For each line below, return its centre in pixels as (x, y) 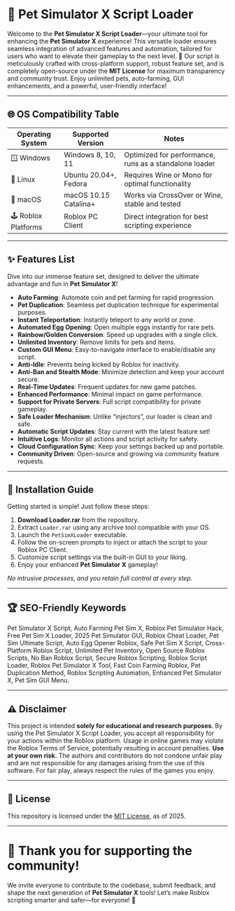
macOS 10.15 (87, 195)
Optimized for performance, (170, 155)
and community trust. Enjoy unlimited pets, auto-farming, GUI (95, 78)
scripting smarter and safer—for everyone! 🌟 (72, 900)
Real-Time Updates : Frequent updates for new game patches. (107, 386)
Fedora (76, 184)
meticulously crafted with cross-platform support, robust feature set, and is (116, 63)
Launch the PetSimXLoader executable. (72, 535)
